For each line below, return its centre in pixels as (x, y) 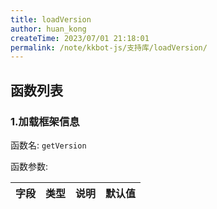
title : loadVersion (51, 19)
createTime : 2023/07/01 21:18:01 (80, 38)
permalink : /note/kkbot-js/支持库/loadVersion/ (109, 47)
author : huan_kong (48, 29)
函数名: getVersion (48, 145)
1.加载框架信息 (45, 121)
